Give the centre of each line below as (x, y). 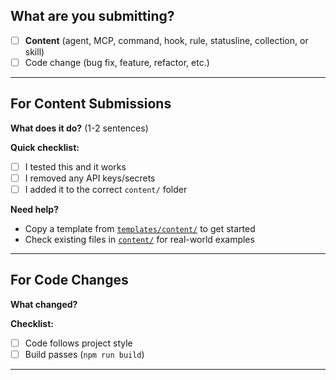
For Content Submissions (91, 104)
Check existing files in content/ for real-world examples (139, 239)
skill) (34, 51)
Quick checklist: (45, 147)
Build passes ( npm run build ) (84, 354)
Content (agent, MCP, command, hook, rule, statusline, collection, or (166, 40)
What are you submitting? (92, 16)
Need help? (34, 209)
